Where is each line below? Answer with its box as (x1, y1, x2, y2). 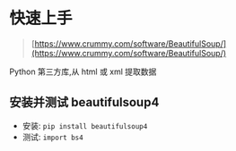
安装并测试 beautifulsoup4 (9, 95, 160, 110)
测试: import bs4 (22, 131, 83, 142)
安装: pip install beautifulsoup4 (22, 120, 148, 130)
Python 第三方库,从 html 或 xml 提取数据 (9, 66, 157, 77)
